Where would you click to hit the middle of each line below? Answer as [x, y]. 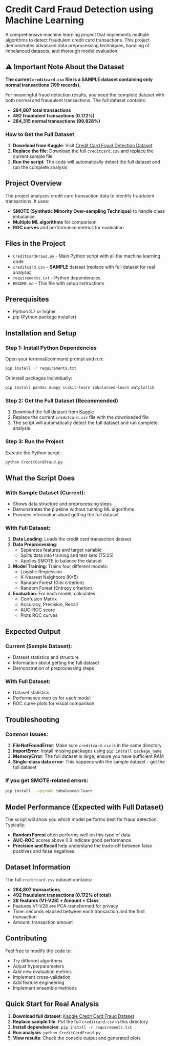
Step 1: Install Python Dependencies [51, 348]
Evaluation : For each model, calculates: [55, 594]
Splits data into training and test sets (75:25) [67, 555]
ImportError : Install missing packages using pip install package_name [87, 751]
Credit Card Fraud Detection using [79, 9]
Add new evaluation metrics [42, 971]
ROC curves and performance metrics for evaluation [68, 227]
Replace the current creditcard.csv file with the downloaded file [81, 417]
